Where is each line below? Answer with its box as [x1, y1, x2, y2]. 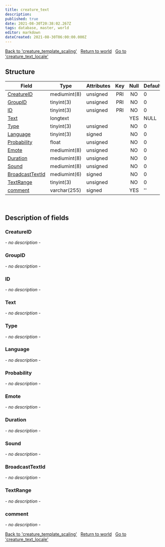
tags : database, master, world [5, 26, 69, 31]
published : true [5, 16, 38, 21]
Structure [5, 68, 35, 76]
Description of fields [5, 214, 69, 222]
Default [143, 82, 162, 89]
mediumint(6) [50, 171, 82, 177]
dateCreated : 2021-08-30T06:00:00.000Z [5, 35, 87, 40]
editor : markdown [5, 30, 41, 35]
